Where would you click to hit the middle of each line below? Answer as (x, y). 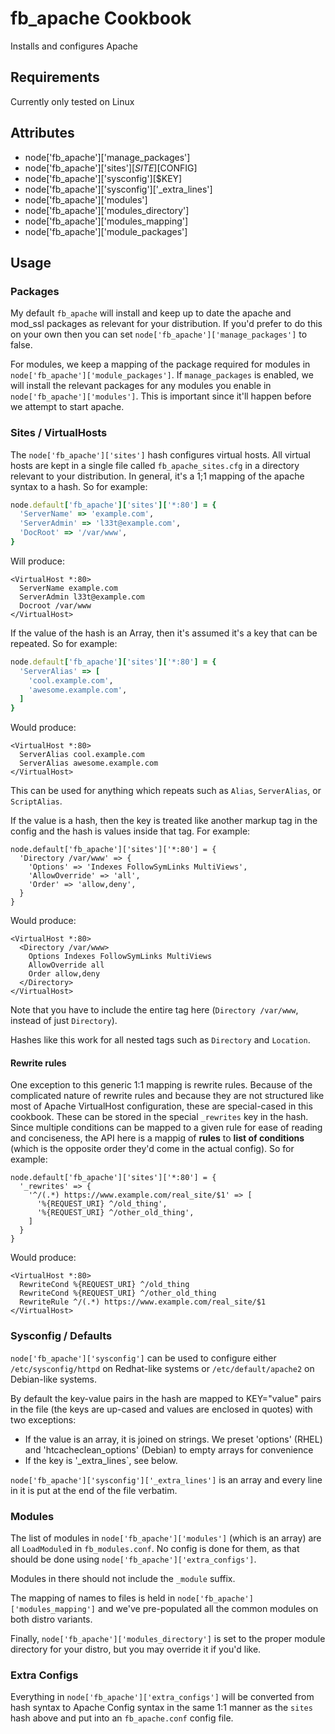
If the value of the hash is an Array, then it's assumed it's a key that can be (164, 633)
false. (21, 345)
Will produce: (37, 561)
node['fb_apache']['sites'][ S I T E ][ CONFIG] (111, 168)
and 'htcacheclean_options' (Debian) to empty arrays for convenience (169, 1449)
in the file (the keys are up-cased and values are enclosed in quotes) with (161, 1409)
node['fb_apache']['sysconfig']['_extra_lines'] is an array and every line (166, 1479)
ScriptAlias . (36, 801)
